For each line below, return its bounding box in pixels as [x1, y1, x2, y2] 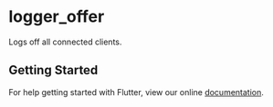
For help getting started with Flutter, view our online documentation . [8, 86, 264, 97]
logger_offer [8, 6, 105, 27]
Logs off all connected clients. [8, 36, 122, 47]
